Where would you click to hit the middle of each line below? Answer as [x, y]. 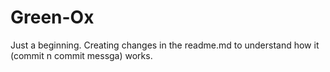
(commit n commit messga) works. [81, 55]
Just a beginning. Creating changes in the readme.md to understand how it [165, 45]
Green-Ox [52, 17]
